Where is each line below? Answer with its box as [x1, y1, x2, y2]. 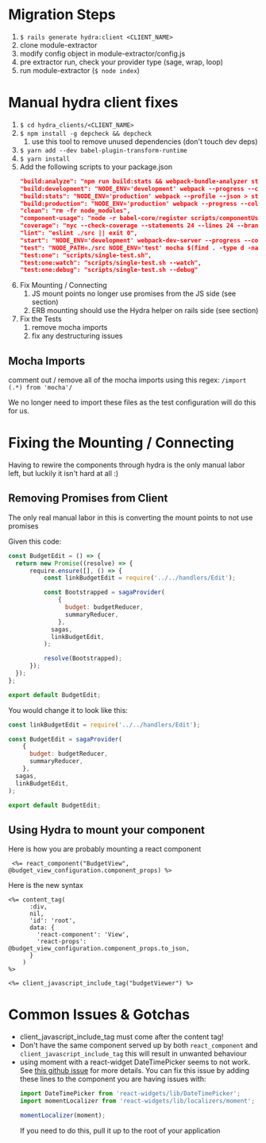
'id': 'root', [29, 916, 77, 925]
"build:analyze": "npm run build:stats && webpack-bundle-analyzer [19, 177, 249, 185]
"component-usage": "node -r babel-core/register [19, 215, 188, 223]
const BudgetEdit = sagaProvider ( [8, 735, 123, 743]
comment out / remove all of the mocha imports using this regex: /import [8, 375, 247, 385]
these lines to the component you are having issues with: [19, 1075, 206, 1084]
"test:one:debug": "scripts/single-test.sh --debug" [19, 266, 199, 274]
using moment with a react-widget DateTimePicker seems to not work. [19, 1057, 251, 1067]
